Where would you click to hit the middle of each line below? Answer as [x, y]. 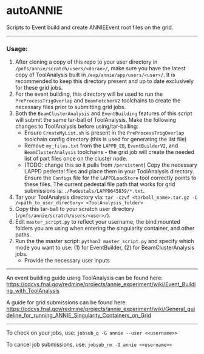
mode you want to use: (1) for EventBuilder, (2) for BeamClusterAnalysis [105, 248]
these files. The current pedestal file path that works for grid [100, 184]
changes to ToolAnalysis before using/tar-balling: [76, 126]
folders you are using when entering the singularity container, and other [105, 229]
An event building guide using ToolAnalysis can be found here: [84, 278]
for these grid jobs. [39, 88]
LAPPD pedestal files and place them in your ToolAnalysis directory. [109, 172]
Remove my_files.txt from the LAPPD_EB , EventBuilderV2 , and [101, 145]
